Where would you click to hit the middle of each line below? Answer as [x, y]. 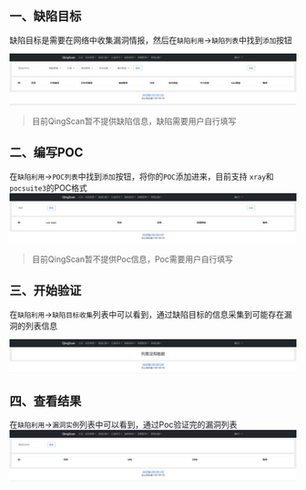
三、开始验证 [46, 291]
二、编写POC [46, 153]
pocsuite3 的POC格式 [49, 188]
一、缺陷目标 [46, 16]
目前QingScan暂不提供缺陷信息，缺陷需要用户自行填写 [134, 120]
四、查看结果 [46, 401]
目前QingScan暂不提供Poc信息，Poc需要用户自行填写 [133, 259]
